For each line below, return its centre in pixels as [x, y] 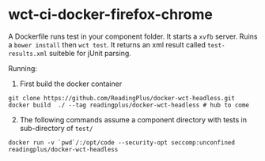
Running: [23, 68]
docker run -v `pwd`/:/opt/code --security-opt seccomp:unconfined [122, 142]
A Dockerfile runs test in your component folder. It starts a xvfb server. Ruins [133, 36]
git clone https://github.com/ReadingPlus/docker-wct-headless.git [122, 98]
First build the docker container [71, 84]
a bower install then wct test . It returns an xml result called [107, 44]
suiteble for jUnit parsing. [90, 53]
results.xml [28, 54]
